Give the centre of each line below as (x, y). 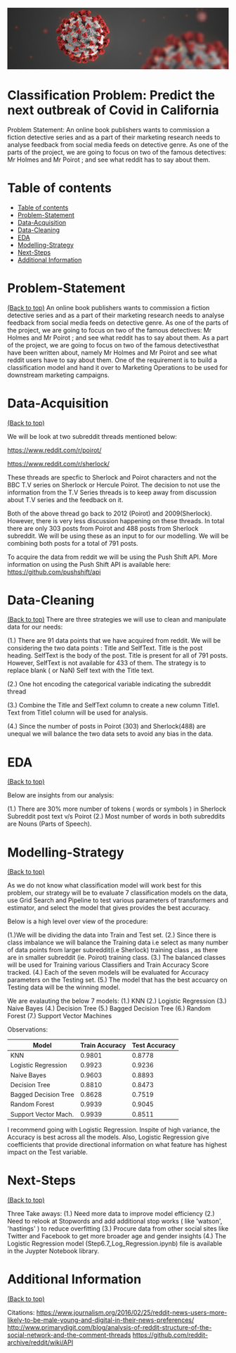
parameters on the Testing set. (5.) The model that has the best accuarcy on (118, 980)
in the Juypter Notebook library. (53, 1251)
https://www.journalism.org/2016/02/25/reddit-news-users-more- (132, 1312)
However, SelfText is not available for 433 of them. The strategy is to (107, 663)
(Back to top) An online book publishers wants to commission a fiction (109, 307)
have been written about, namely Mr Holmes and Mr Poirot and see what (112, 352)
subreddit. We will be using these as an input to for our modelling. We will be (118, 536)
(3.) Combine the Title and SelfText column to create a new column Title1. (113, 705)
